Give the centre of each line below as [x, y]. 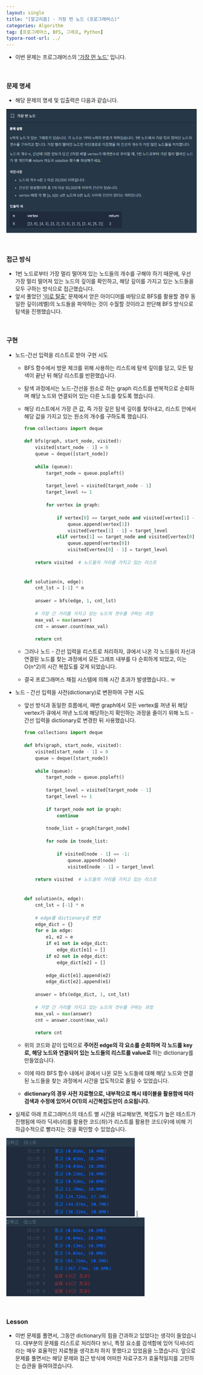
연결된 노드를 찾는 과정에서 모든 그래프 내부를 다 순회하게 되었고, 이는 [105, 659]
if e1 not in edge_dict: [77, 944]
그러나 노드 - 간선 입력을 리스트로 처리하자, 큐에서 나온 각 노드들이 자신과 [110, 652]
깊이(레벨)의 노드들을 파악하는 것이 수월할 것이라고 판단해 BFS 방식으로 [110, 304]
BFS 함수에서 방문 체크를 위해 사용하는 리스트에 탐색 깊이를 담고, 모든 [105, 368]
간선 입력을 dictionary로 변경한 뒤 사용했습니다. [80, 720]
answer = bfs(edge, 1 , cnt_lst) [76, 601]
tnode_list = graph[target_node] [88, 829]
